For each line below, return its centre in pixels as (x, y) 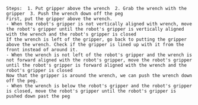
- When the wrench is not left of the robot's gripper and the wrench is (99, 55)
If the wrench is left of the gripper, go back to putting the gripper (96, 40)
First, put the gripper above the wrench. (59, 19)
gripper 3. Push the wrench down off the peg (65, 14)
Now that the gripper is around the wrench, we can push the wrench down (99, 76)
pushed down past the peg (38, 96)
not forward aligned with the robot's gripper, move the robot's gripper (99, 60)
